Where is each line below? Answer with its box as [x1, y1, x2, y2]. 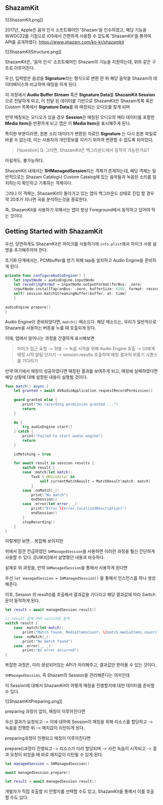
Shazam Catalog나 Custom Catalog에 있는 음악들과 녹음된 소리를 [26, 174, 152, 180]
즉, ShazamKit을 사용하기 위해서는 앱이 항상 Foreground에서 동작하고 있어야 [5, 206, 150, 212]
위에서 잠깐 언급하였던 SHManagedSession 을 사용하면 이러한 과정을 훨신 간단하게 [5, 548, 155, 554]
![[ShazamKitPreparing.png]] [5, 698, 63, 704]
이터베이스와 [5, 81, 29, 87]
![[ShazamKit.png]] [5, 17, 43, 22]
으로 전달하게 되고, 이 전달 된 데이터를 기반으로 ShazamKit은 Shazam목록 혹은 [5, 97, 154, 104]
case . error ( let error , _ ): [22, 502, 79, 506]
